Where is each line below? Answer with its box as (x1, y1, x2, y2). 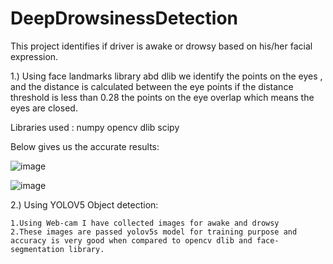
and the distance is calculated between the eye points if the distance (10, 80, 294, 92)
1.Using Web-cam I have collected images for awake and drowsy (10, 218, 280, 228)
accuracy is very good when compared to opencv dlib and (10, 235, 253, 246)
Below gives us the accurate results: (10, 140, 160, 152)
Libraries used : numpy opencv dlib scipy (10, 121, 180, 133)
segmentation (10, 244, 65, 254)
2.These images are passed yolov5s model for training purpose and (10, 227, 298, 237)
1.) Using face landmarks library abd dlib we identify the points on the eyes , (10, 70, 323, 82)
